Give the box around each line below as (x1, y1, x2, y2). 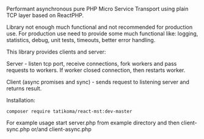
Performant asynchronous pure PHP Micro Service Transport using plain (6, 5, 189, 12)
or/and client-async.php (31, 126, 92, 133)
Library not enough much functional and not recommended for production (6, 24, 193, 30)
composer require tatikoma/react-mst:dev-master (6, 109, 133, 115)
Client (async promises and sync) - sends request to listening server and (6, 79, 189, 85)
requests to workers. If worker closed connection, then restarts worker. (6, 66, 186, 74)
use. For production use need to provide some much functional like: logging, (6, 30, 199, 37)
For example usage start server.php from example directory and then (6, 119, 180, 126)
